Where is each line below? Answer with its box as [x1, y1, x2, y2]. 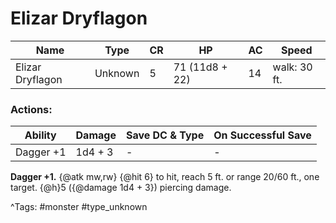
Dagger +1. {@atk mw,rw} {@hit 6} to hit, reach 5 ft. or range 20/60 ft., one [10, 171, 320, 183]
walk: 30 [272, 60, 313, 74]
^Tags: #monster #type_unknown [10, 201, 148, 213]
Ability [24, 128, 57, 142]
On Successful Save [213, 128, 312, 142]
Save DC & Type [125, 128, 205, 142]
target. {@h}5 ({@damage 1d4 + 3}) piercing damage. [10, 182, 232, 194]
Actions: [10, 102, 53, 116]
